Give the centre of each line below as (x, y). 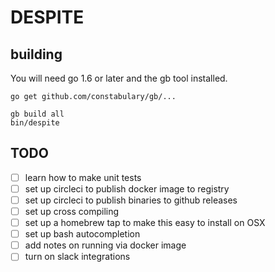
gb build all (37, 114)
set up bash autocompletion (82, 234)
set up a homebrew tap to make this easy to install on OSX (145, 223)
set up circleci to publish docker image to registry (127, 188)
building (36, 54)
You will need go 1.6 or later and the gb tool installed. (119, 78)
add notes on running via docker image (105, 245)
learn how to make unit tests (83, 177)
